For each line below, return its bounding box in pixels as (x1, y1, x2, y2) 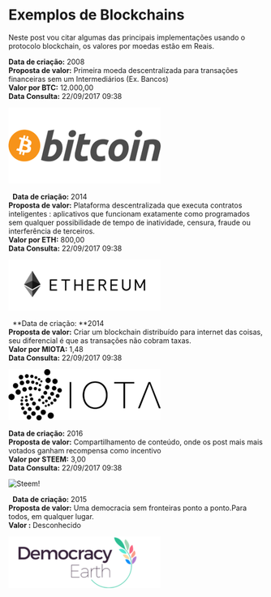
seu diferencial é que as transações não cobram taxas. (8, 335, 192, 346)
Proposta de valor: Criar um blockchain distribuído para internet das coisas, (8, 327, 263, 337)
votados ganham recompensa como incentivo (8, 445, 161, 455)
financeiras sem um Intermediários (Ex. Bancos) (8, 74, 169, 84)
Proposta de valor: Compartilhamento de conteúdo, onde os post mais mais (8, 436, 264, 447)
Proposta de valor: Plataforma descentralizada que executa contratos (8, 200, 243, 210)
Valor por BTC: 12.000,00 (8, 83, 94, 92)
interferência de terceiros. (8, 225, 96, 236)
